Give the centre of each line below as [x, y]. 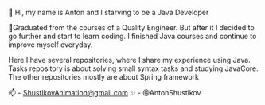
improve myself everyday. [51, 45]
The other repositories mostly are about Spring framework [104, 77]
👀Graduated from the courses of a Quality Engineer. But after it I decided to [131, 27]
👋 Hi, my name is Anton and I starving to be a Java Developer [109, 12]
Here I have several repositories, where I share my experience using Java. [129, 60]
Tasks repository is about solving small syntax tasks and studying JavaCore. [133, 68]
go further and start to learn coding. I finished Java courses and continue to [132, 36]
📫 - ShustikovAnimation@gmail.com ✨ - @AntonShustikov [105, 93]
